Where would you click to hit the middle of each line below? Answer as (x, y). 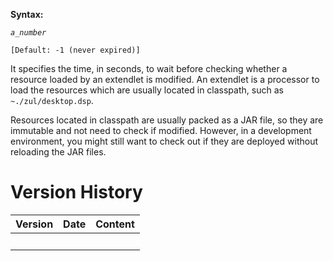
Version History (76, 192)
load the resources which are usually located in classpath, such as (147, 90)
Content (115, 224)
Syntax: (27, 14)
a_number (28, 33)
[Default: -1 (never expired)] (75, 50)
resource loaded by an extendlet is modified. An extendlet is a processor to (165, 79)
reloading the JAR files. (58, 152)
